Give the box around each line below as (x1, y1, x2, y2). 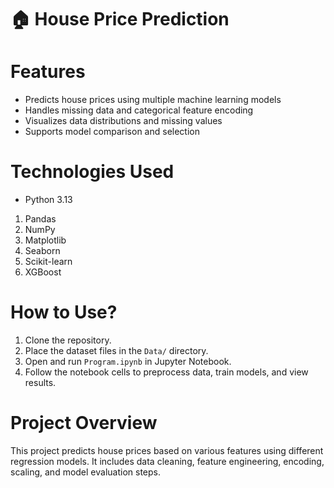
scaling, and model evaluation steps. (10, 466, 162, 478)
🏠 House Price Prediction (10, 8, 230, 31)
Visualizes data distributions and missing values (24, 115, 223, 127)
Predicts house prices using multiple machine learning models (24, 94, 282, 106)
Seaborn (24, 245, 61, 257)
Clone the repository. (24, 334, 112, 346)
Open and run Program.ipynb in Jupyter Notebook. (24, 356, 232, 367)
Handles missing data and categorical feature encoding (24, 104, 254, 116)
